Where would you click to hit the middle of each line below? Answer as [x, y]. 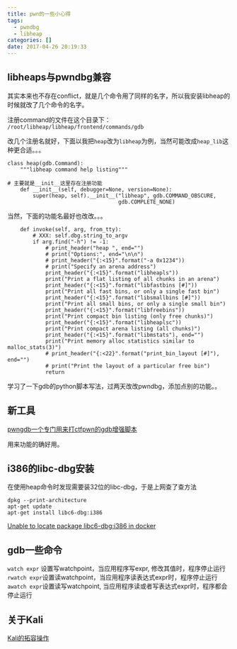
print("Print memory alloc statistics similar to [120, 341]
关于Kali [25, 620]
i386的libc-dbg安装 [51, 469]
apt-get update [30, 507]
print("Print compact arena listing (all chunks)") [123, 328]
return [55, 372]
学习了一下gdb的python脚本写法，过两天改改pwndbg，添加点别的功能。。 [114, 386]
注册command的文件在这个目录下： [59, 120]
